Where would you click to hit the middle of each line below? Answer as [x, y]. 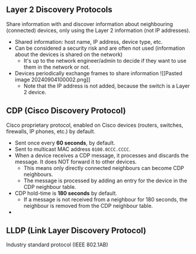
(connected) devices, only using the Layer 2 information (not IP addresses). [98, 30]
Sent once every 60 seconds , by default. [65, 143]
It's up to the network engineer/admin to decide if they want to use [105, 60]
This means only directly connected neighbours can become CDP [104, 168]
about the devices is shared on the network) [69, 54]
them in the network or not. [57, 67]
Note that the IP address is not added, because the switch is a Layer [107, 86]
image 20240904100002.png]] [52, 79]
